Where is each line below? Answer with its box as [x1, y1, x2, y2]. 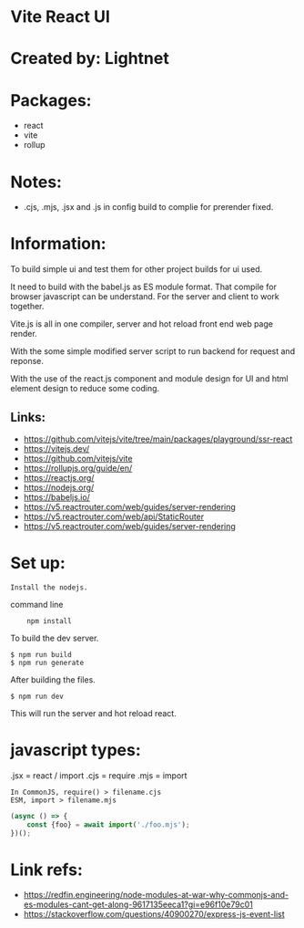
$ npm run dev [10, 692, 65, 701]
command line [10, 599, 64, 610]
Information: [10, 234, 107, 255]
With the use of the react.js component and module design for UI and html [10, 373, 289, 384]
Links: [10, 409, 46, 425]
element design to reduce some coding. [10, 383, 160, 394]
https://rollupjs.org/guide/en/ [23, 463, 133, 474]
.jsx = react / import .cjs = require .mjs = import [10, 769, 187, 781]
